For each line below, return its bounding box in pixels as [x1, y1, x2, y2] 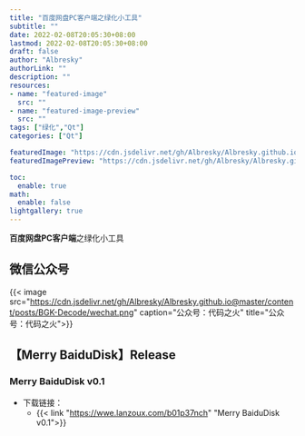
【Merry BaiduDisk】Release [9, 347, 177, 363]
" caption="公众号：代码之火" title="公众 [133, 306, 285, 318]
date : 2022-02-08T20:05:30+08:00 [9, 30, 136, 39]
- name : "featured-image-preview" [9, 106, 141, 115]
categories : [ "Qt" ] [9, 132, 84, 141]
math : [9, 190, 30, 199]
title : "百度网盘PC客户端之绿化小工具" [9, 13, 143, 23]
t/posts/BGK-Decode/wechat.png [9, 306, 134, 318]
